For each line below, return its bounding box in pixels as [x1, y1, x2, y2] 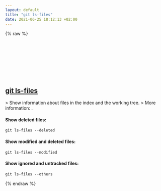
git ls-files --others [5, 171, 53, 177]
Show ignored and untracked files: [5, 160, 79, 167]
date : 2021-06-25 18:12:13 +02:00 [5, 17, 78, 22]
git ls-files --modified [5, 150, 57, 155]
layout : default [5, 7, 39, 13]
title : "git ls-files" [5, 12, 53, 17]
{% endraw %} [5, 180, 36, 186]
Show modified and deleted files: [5, 138, 76, 145]
